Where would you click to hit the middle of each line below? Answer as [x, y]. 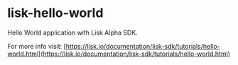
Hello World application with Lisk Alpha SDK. [73, 32]
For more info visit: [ [37, 46]
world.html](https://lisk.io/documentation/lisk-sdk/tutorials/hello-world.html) [119, 54]
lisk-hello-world [55, 13]
